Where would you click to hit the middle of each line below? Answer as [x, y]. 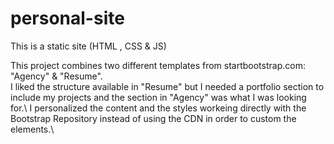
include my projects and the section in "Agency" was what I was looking [158, 97]
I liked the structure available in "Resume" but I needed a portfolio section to [167, 86]
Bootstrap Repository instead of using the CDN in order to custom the [153, 118]
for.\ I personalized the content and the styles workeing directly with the [158, 108]
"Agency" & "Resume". [56, 76]
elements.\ [32, 129]
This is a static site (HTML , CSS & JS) [88, 46]
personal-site [67, 18]
